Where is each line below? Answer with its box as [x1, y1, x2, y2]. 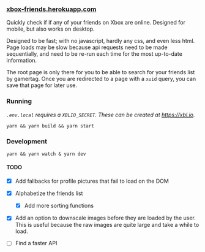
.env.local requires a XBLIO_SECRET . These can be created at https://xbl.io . [6, 111, 195, 118]
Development [6, 137, 48, 145]
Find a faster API [15, 240, 58, 247]
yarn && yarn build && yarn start [6, 123, 95, 129]
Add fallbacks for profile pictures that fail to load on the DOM [15, 177, 170, 185]
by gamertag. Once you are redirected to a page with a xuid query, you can [6, 75, 196, 83]
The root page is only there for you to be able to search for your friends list [6, 69, 195, 76]
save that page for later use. [6, 82, 78, 89]
